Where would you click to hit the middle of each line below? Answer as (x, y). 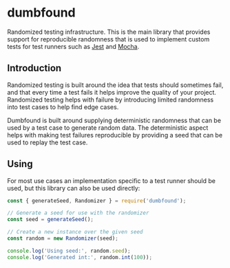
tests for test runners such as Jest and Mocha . (73, 46)
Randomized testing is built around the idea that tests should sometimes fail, (115, 85)
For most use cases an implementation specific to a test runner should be (111, 180)
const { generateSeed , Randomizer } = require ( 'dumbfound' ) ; (97, 201)
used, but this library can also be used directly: (74, 188)
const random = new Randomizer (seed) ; (63, 239)
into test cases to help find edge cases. (63, 107)
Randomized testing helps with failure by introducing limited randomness (111, 99)
